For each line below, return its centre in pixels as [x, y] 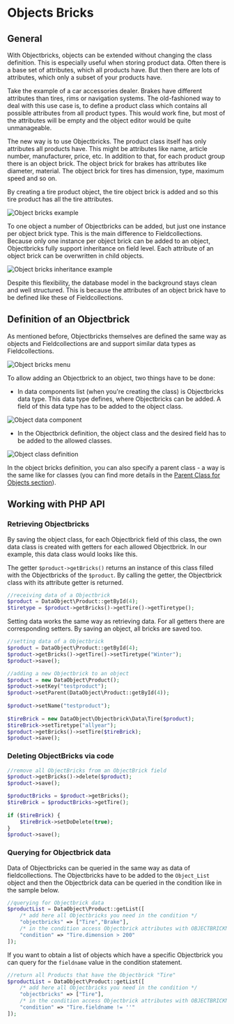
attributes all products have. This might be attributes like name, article [107, 149]
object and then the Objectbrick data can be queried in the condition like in [115, 883]
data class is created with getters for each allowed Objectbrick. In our [107, 546]
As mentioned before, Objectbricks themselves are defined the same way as [117, 336]
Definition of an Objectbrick [69, 319]
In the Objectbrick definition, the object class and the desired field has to [122, 433]
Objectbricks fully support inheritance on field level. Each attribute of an [110, 248]
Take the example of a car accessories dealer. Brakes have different [104, 91]
